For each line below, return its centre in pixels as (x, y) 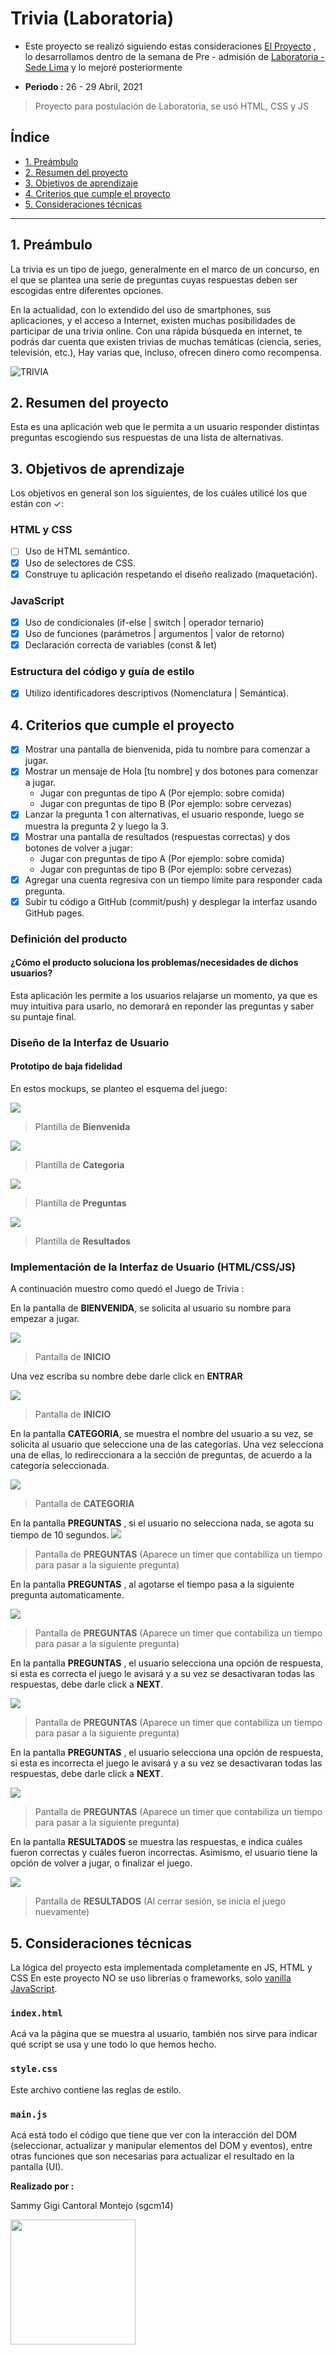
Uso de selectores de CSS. (80, 563)
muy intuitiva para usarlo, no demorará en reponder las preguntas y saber (162, 1006)
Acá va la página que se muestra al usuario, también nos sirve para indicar (164, 2034)
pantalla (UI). (37, 2166)
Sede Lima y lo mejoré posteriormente (103, 67)
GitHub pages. (54, 913)
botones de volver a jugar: (78, 848)
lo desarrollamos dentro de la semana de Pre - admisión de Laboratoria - (174, 56)
